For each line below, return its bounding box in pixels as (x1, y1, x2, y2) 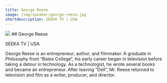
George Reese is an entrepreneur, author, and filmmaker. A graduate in (5, 51, 152, 57)
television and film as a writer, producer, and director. (5, 72, 116, 78)
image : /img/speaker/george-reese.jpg (5, 12, 87, 17)
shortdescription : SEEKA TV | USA (5, 17, 78, 22)
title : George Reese (5, 7, 49, 13)
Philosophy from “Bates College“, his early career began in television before (5, 56, 162, 62)
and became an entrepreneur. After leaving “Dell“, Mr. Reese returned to (5, 66, 154, 73)
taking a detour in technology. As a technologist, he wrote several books (5, 61, 155, 67)
